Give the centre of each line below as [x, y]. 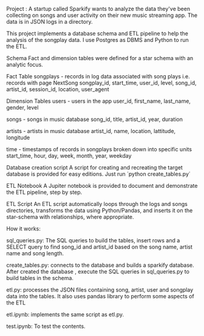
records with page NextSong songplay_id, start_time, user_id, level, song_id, [101, 83]
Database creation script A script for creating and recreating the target [95, 167]
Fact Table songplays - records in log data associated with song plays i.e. [98, 76]
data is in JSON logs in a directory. [49, 22]
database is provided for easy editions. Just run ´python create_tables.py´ [99, 174]
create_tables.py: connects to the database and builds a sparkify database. [100, 265]
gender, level [22, 108]
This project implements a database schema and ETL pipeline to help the [97, 33]
